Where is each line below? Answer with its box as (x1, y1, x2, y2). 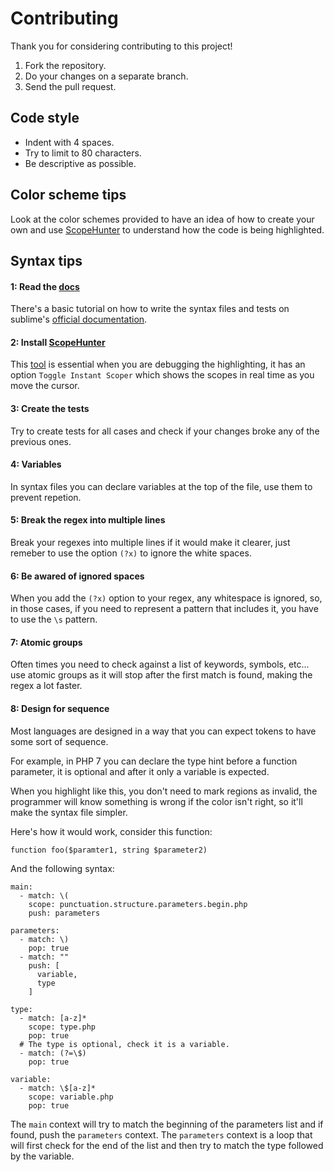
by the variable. (10, 1150, 75, 1162)
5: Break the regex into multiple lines (10, 514, 166, 526)
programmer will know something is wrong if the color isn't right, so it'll (10, 795, 303, 807)
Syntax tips (10, 252, 83, 269)
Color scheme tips (10, 187, 127, 204)
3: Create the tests (10, 402, 90, 414)
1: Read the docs (10, 280, 80, 292)
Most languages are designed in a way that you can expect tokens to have (10, 725, 317, 737)
